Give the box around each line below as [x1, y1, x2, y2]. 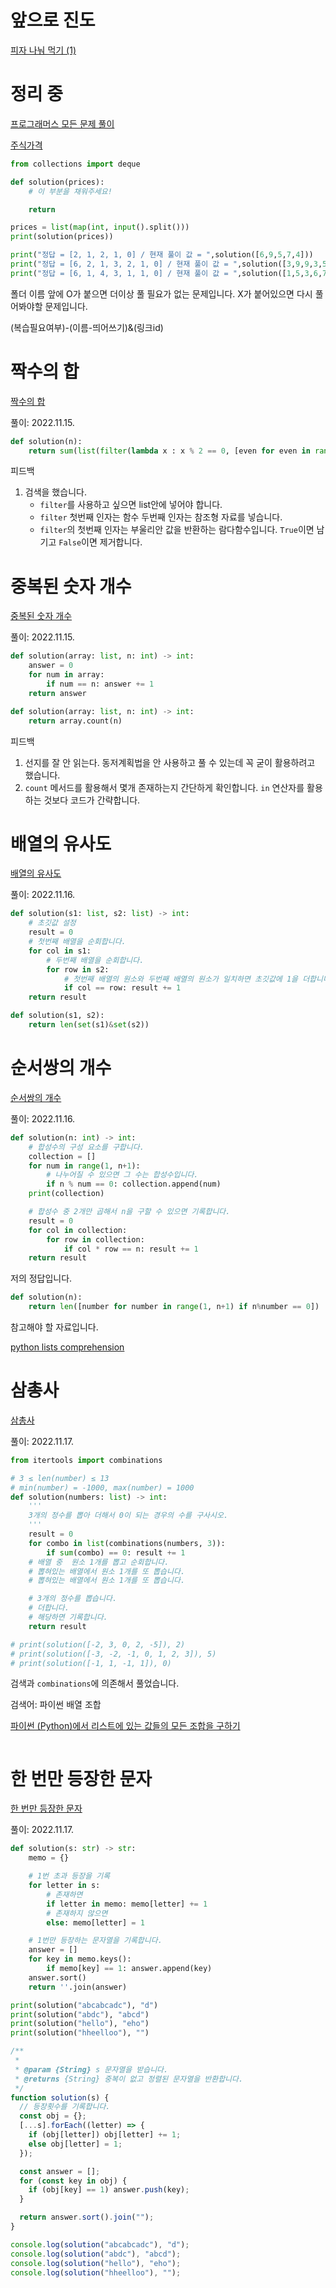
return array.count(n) [28, 716, 123, 726]
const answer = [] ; [19, 2166, 101, 2176]
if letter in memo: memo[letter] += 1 [46, 1899, 208, 1909]
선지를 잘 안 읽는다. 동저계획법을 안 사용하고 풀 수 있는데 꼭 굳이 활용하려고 [24, 756, 316, 768]
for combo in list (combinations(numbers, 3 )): [28, 1538, 226, 1548]
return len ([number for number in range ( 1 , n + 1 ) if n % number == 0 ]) [28, 1302, 320, 1312]
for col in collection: [28, 1225, 128, 1235]
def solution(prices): [10, 177, 105, 187]
